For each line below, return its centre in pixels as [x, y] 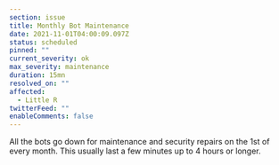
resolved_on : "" [39, 83]
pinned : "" [29, 51]
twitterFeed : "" [39, 108]
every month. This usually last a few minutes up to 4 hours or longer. [135, 151]
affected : [28, 91]
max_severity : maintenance [59, 67]
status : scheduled [43, 42]
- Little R [37, 100]
